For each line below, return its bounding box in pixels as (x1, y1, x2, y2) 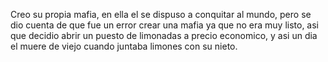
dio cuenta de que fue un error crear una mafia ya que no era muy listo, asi (10, 19, 320, 31)
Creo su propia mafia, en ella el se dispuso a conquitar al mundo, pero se (10, 9, 312, 20)
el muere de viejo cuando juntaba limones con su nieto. (10, 40, 238, 52)
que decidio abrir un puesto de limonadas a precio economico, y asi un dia (10, 30, 318, 41)
